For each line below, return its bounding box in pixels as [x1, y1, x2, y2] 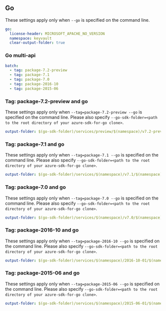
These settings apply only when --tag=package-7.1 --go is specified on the [5, 152, 159, 158]
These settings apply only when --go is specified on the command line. [5, 17, 150, 23]
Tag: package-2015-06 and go [5, 270, 80, 276]
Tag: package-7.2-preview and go [5, 98, 88, 105]
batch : [5, 63, 19, 68]
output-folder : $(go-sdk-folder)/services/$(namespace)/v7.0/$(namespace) [5, 215, 163, 220]
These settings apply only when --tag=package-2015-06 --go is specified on [5, 281, 160, 287]
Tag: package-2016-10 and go [5, 227, 79, 233]
